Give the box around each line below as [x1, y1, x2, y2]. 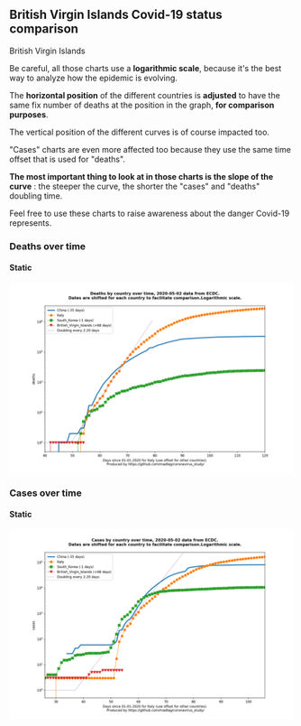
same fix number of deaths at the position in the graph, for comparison [9, 99, 275, 110]
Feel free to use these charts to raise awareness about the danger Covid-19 [9, 208, 290, 219]
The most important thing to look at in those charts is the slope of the [9, 171, 274, 181]
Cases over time [9, 487, 83, 499]
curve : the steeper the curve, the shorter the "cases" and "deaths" [9, 181, 260, 191]
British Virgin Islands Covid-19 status [9, 7, 223, 23]
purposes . [9, 108, 49, 120]
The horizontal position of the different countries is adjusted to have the [9, 89, 281, 100]
